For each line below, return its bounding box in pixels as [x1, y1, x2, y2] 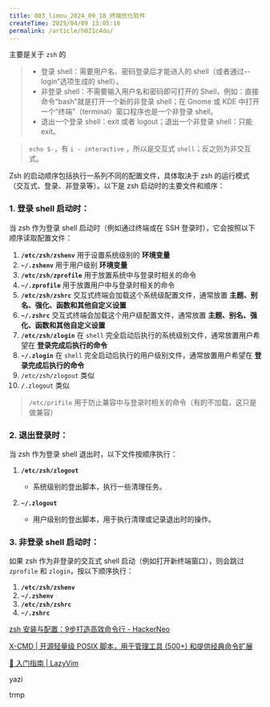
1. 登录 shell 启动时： [9, 203, 90, 214]
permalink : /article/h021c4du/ [9, 26, 114, 35]
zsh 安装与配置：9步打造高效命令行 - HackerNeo [9, 624, 171, 634]
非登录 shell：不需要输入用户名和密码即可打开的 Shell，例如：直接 [40, 87, 260, 96]
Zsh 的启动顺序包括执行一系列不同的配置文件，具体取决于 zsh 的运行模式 [9, 171, 250, 181]
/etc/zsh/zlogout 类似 [20, 370, 95, 380]
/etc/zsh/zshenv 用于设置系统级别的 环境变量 [20, 250, 171, 259]
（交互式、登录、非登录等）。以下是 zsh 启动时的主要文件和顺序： [9, 181, 225, 191]
